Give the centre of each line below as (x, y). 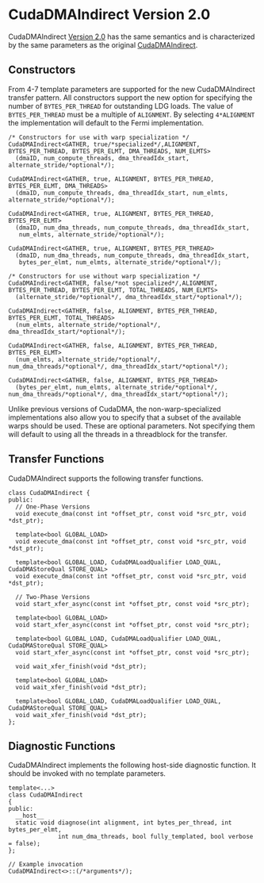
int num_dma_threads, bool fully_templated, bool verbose (156, 837)
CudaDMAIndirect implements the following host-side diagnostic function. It (132, 765)
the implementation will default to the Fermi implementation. (106, 123)
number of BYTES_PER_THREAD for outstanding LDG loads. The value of (121, 106)
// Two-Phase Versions (53, 597)
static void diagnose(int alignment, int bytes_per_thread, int (124, 823)
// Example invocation (46, 865)
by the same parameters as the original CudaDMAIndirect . (103, 44)
